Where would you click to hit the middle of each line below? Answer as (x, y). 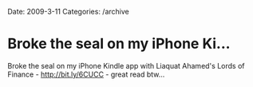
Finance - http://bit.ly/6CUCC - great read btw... (86, 74)
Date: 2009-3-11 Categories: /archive (68, 12)
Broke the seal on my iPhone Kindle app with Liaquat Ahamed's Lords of (126, 65)
